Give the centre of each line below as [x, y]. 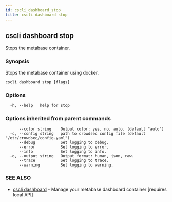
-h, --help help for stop [40, 105]
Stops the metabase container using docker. [52, 72]
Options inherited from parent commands [58, 118]
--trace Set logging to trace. [64, 161]
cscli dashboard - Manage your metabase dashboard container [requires [90, 189]
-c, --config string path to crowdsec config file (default [78, 134]
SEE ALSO [18, 178]
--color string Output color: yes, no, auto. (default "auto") [91, 129]
